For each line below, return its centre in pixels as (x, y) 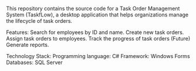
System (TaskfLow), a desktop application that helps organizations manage (97, 15)
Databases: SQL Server (34, 62)
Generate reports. (28, 45)
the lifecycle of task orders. (39, 21)
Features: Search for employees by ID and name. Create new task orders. (95, 32)
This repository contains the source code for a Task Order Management (93, 9)
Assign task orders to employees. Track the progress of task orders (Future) (98, 38)
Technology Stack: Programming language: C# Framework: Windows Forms (98, 56)
